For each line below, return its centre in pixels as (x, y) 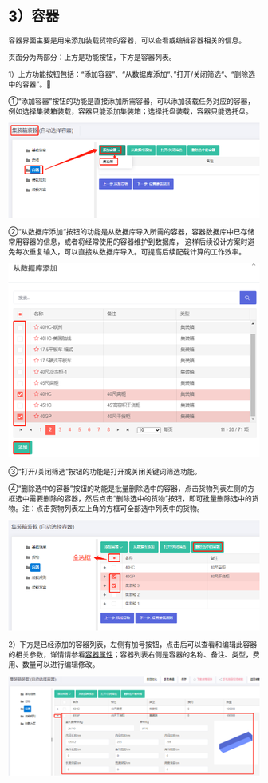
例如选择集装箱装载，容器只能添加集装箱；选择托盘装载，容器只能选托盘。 (130, 111)
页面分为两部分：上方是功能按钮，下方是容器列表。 (92, 57)
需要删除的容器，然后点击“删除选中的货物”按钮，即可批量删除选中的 (141, 499)
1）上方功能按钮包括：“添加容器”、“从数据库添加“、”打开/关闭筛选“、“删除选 (132, 74)
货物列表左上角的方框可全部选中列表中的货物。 (127, 509)
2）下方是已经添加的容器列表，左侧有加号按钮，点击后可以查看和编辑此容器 (133, 644)
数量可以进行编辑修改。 (61, 664)
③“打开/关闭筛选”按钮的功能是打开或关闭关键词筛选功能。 (105, 472)
